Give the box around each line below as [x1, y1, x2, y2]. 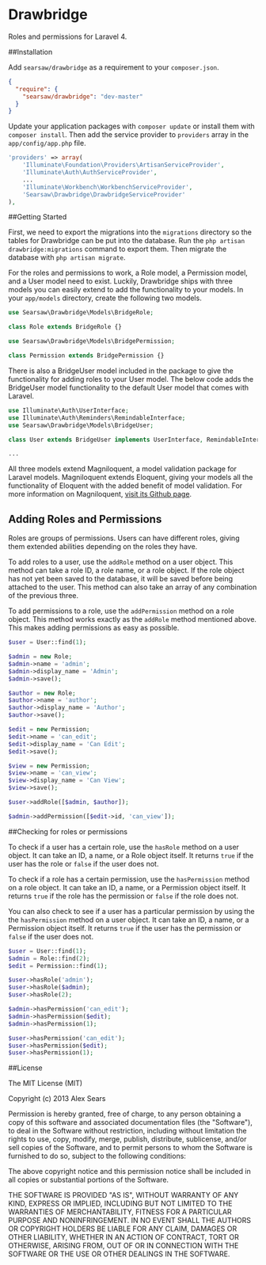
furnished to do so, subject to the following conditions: [8, 1151, 186, 1161]
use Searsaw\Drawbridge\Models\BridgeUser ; [8, 421, 154, 429]
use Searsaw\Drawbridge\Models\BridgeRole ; [8, 309, 154, 317]
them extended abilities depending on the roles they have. [8, 542, 198, 551]
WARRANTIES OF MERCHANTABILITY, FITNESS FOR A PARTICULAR [8, 1207, 232, 1217]
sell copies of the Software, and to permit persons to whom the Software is [8, 1143, 253, 1153]
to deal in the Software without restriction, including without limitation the [8, 1126, 247, 1136]
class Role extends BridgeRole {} [8, 323, 123, 331]
